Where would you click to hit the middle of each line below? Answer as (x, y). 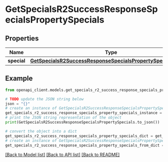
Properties (22, 38)
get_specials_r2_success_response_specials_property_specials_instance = (84, 113)
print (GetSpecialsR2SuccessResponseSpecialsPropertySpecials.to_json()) (82, 122)
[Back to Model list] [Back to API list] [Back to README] (62, 155)
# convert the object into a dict (41, 131)
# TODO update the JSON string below (44, 99)
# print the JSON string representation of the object (63, 118)
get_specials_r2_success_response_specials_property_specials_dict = (79, 136)
